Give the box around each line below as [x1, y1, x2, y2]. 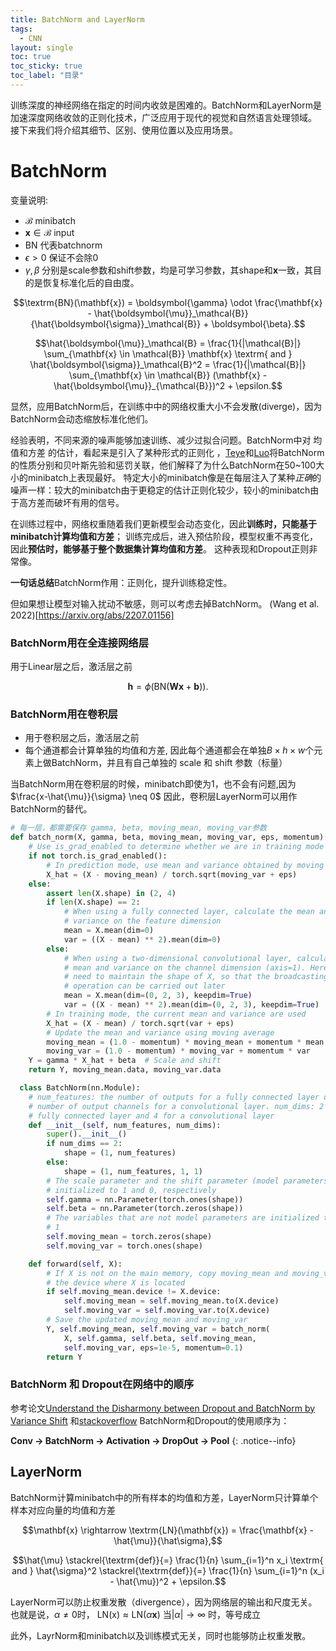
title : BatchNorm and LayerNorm [10, 14, 145, 25]
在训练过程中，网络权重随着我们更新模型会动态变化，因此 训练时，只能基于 [10, 517, 317, 530]
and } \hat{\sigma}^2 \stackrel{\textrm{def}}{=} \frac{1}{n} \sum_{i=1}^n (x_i [11, 1564, 325, 1576]
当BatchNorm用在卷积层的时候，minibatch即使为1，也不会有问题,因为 [10, 778, 297, 790]
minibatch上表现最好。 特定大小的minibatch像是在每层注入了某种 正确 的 [27, 471, 322, 483]
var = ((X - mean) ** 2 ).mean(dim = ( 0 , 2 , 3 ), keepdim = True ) [63, 1000, 320, 1010]
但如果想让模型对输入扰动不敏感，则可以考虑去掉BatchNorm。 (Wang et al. [10, 597, 320, 610]
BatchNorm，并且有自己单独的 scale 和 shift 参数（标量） [51, 757, 288, 769]
